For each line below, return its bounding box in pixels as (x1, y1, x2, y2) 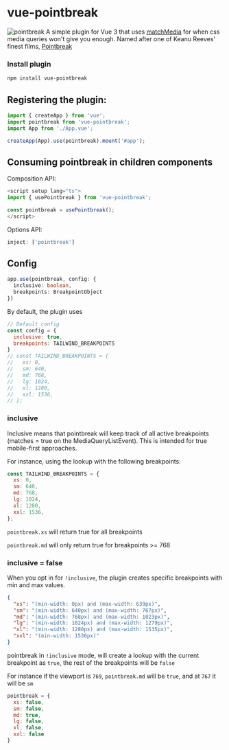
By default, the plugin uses (7, 307, 83, 315)
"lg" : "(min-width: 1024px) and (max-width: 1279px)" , (13, 620, 173, 626)
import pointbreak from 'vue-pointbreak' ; (7, 118, 130, 125)
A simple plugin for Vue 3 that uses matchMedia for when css (45, 27, 220, 36)
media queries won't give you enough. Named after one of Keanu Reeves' (7, 34, 216, 43)
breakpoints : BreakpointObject (13, 288, 103, 296)
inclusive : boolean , (13, 282, 72, 289)
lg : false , (13, 718, 45, 725)
